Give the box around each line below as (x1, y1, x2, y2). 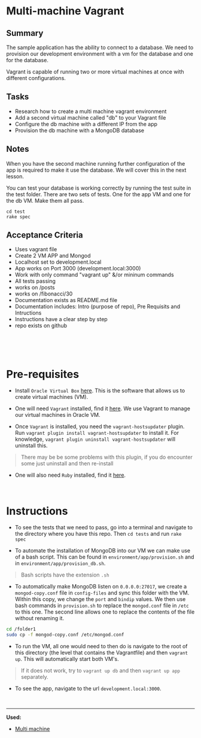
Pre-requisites (6, 367, 80, 381)
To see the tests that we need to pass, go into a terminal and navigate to (14, 524, 193, 531)
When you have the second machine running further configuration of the (6, 160, 185, 167)
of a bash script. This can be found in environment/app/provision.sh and (14, 553, 194, 560)
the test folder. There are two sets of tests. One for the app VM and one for (6, 190, 191, 198)
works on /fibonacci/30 (14, 290, 73, 297)
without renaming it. (14, 615, 65, 622)
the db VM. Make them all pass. (6, 197, 84, 204)
